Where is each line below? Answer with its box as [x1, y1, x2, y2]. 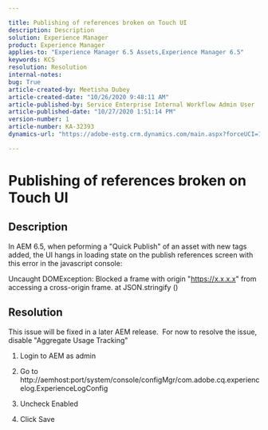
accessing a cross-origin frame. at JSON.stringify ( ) [8, 282, 179, 292]
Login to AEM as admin [19, 351, 97, 360]
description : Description [8, 26, 94, 34]
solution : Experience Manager [8, 34, 109, 42]
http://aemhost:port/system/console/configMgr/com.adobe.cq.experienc [19, 375, 260, 384]
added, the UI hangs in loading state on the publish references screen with [8, 249, 254, 260]
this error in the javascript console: [8, 258, 123, 268]
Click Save [19, 414, 55, 424]
